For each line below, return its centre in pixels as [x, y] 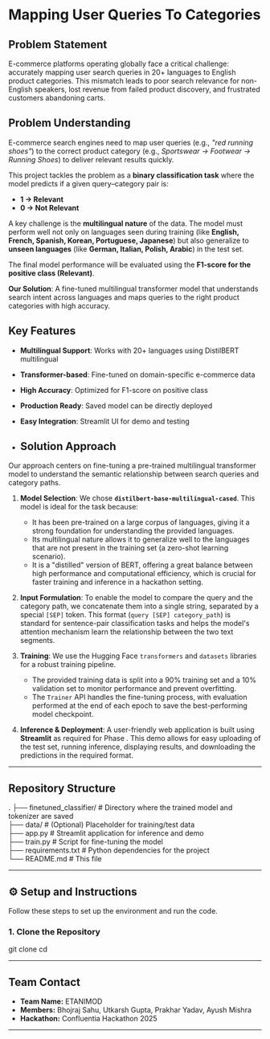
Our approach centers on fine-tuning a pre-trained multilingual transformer [132, 466]
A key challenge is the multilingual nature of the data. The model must [126, 223]
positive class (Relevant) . [51, 273]
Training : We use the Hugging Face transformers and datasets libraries [138, 656]
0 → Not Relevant [49, 207]
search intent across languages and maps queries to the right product [124, 297]
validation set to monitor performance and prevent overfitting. [134, 689]
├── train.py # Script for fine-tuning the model [86, 842]
